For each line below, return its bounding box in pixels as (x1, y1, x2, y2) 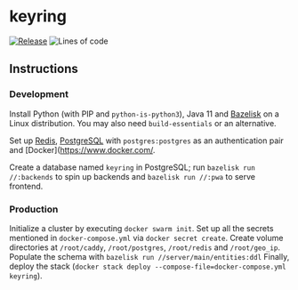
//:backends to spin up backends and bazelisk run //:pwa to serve (9, 171, 256, 181)
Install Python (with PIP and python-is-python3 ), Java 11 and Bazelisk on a (9, 109, 280, 119)
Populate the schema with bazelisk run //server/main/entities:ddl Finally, (9, 251, 290, 262)
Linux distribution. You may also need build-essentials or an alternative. (9, 117, 278, 128)
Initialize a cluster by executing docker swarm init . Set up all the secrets (9, 222, 274, 233)
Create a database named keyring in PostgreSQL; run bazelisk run (9, 162, 255, 173)
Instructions (9, 61, 78, 77)
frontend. (9, 181, 44, 191)
